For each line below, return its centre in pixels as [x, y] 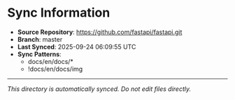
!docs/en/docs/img [55, 69]
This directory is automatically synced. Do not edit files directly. [99, 89]
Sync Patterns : [39, 54]
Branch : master [40, 39]
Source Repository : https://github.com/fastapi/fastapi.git [100, 32]
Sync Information [59, 13]
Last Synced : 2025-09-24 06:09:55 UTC [77, 47]
